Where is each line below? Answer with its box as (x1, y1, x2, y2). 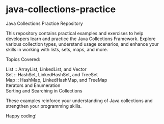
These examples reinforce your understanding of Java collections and (6, 98, 153, 104)
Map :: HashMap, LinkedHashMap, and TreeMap (6, 77, 107, 83)
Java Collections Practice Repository (6, 20, 83, 26)
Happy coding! (6, 113, 37, 119)
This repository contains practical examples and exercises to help (6, 30, 144, 36)
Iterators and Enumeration (6, 82, 61, 88)
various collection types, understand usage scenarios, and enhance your (6, 41, 159, 47)
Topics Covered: (6, 56, 40, 62)
